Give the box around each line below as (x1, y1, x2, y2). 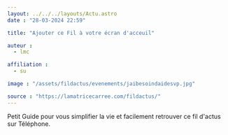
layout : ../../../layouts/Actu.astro (7, 10, 117, 17)
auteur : (7, 42, 33, 49)
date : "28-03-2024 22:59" (7, 17, 86, 24)
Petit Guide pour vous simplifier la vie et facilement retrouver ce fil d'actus (7, 112, 222, 120)
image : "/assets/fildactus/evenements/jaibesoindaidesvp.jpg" (7, 80, 196, 87)
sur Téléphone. (7, 120, 51, 128)
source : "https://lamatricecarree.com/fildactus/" (7, 92, 161, 100)
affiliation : (7, 61, 49, 69)
